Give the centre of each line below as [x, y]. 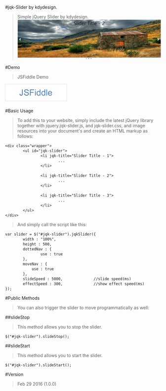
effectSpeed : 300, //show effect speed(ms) [84, 284]
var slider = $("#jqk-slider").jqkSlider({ [51, 234]
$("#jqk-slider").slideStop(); [37, 336]
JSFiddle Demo [33, 77]
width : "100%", [40, 239]
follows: [25, 136]
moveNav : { [35, 264]
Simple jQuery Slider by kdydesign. [53, 17]
